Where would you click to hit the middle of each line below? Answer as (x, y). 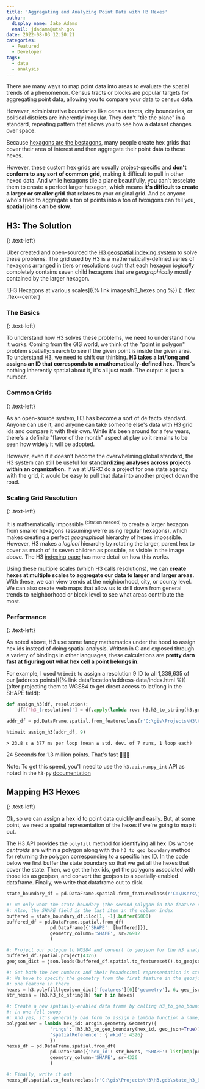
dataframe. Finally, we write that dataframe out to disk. (75, 883)
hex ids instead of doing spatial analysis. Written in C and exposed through (100, 649)
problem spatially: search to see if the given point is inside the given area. (99, 351)
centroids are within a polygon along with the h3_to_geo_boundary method (99, 850)
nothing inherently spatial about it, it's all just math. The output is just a (95, 371)
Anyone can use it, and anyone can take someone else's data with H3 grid (99, 424)
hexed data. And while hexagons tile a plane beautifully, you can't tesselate (101, 181)
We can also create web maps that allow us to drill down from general (94, 588)
